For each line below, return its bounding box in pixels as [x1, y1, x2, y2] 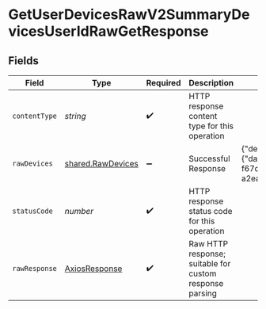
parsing [188, 288, 218, 299]
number [64, 206, 94, 216]
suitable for [188, 258, 231, 269]
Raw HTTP [188, 238, 229, 249]
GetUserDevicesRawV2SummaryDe [8, 6, 250, 24]
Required [146, 78, 181, 88]
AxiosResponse [64, 263, 123, 274]
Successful [188, 153, 231, 164]
